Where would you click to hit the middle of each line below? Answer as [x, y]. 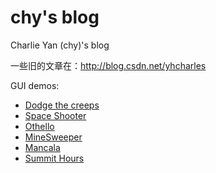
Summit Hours [54, 158]
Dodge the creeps [62, 105]
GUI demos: [35, 85]
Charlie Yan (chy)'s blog [60, 45]
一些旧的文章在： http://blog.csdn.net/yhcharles [108, 65]
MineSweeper [53, 137]
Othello [39, 126]
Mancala [42, 147]
